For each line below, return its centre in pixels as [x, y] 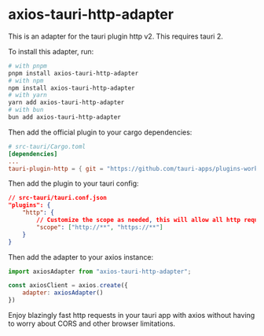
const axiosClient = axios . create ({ [68, 286]
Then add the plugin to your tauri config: [73, 183]
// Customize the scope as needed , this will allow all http [139, 220]
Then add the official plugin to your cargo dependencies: [100, 132]
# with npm [26, 80]
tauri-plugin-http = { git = [56, 168]
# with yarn [27, 95]
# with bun [26, 110]
